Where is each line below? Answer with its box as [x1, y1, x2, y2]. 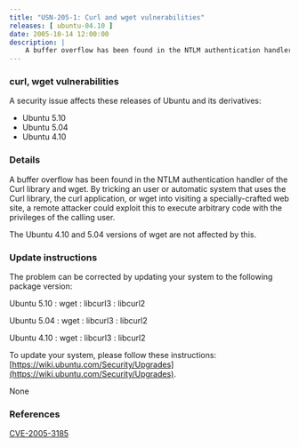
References [9, 408, 61, 420]
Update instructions [9, 251, 98, 263]
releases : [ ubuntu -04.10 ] [9, 21, 114, 30]
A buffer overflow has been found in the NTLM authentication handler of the [9, 174, 288, 185]
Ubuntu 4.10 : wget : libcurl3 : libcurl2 [9, 332, 146, 343]
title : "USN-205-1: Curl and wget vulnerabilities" [9, 12, 205, 22]
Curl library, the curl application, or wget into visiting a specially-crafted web [9, 193, 289, 204]
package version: [9, 281, 73, 291]
